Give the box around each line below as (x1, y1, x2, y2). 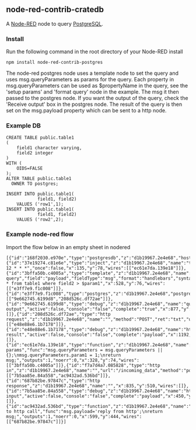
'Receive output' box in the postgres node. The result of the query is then (6, 101, 183, 108)
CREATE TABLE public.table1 (6, 135, 75, 141)
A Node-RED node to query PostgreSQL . (6, 20, 104, 27)
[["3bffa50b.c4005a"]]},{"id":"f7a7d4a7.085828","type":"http (6, 362, 160, 368)
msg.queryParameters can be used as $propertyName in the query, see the (6, 82, 188, 90)
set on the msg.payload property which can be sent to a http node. (6, 107, 167, 114)
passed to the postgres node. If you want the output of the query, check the (6, 95, 188, 102)
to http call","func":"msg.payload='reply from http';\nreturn (6, 408, 163, 414)
